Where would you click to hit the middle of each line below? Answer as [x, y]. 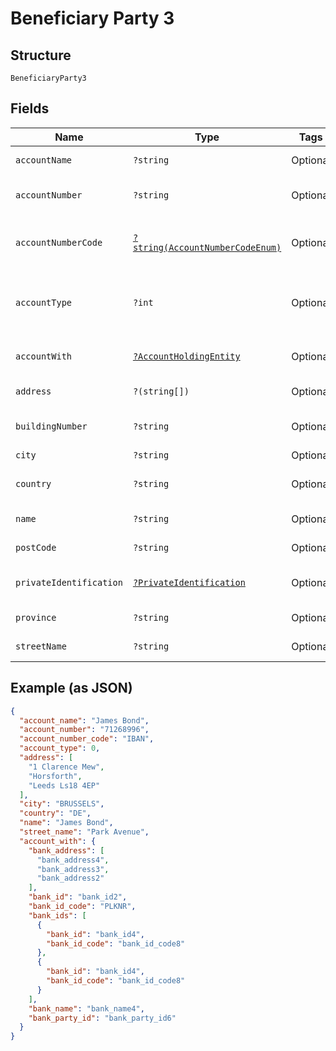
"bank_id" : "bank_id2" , [78, 897]
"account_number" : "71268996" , [84, 730]
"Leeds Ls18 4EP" [64, 785]
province [36, 617]
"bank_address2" [70, 878]
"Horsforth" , [55, 776]
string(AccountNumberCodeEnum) [207, 247]
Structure [41, 55]
